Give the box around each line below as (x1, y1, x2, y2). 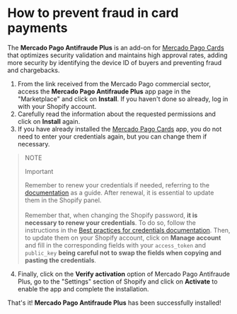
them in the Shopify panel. (24, 196, 102, 204)
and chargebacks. (7, 66, 60, 74)
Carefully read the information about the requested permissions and (17, 110, 216, 118)
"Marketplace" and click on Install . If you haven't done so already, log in (17, 94, 229, 103)
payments (7, 20, 68, 36)
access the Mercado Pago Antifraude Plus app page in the (17, 87, 191, 95)
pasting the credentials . (24, 256, 97, 264)
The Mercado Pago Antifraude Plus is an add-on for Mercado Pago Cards (7, 43, 224, 52)
